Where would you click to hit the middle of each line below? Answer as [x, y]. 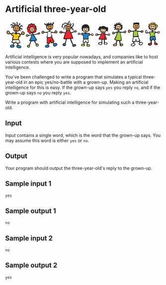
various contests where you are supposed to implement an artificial [74, 62]
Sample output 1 [31, 211]
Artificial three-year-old [56, 9]
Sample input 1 [28, 183]
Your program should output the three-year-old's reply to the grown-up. [79, 168]
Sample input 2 [29, 238]
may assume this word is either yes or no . [47, 141]
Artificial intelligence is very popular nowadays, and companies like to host [82, 57]
